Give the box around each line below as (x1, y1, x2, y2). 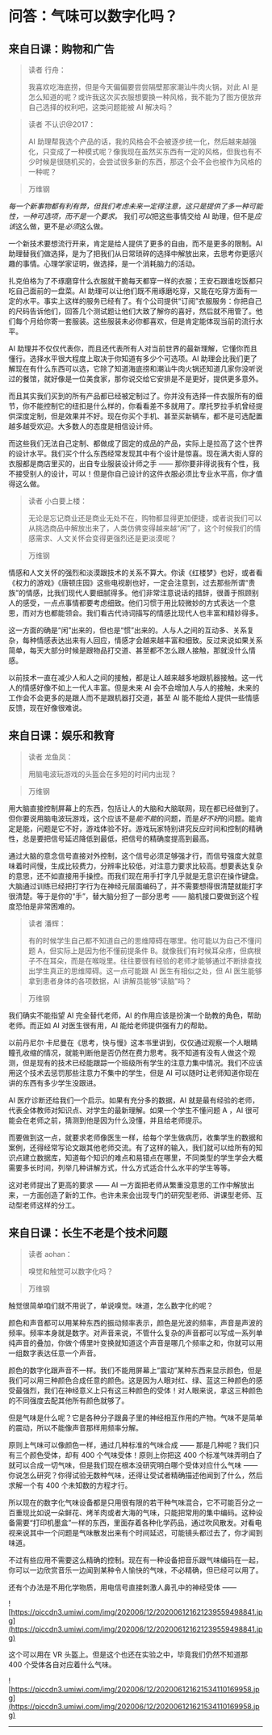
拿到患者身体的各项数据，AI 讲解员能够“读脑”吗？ (27, 976, 192, 985)
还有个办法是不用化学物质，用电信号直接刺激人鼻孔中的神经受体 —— (8, 1582, 236, 1592)
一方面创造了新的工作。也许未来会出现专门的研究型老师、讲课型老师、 (22, 1190, 256, 1199)
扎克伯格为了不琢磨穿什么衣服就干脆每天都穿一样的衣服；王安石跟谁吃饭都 (8, 276, 256, 285)
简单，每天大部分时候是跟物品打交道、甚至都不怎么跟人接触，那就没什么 (8, 645, 249, 655)
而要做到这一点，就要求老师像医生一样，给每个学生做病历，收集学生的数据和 (8, 1132, 263, 1142)
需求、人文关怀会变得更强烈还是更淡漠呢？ (35, 534, 178, 543)
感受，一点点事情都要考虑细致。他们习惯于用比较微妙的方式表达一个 (22, 599, 249, 607)
